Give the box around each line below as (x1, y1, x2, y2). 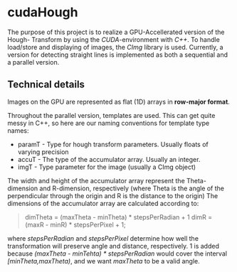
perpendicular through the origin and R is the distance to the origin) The (7, 191, 218, 200)
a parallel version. (7, 58, 60, 66)
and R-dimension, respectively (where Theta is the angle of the (39, 184, 225, 192)
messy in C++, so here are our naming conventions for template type (7, 119, 210, 127)
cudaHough (7, 4, 78, 21)
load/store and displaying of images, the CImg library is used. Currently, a (7, 43, 223, 51)
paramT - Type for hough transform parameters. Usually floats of (17, 140, 209, 148)
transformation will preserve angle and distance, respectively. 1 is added (7, 241, 219, 250)
